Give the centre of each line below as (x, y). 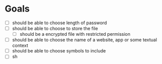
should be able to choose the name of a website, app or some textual (85, 40)
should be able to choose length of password (59, 23)
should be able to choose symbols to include (59, 51)
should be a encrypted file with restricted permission (75, 34)
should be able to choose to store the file (55, 28)
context (20, 45)
